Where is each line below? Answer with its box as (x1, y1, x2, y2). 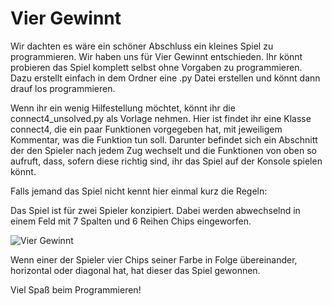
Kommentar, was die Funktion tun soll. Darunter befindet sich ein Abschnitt (10, 133, 318, 146)
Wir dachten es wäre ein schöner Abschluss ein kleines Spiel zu (10, 40, 274, 52)
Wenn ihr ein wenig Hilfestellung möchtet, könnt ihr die (10, 102, 236, 114)
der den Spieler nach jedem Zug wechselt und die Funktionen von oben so (10, 144, 317, 156)
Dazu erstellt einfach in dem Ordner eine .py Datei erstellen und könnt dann (10, 72, 321, 84)
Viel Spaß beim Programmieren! (10, 283, 142, 296)
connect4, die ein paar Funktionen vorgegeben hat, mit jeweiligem (10, 123, 283, 135)
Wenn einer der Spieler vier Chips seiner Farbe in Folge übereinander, (10, 253, 298, 266)
